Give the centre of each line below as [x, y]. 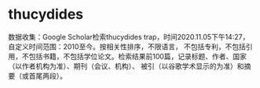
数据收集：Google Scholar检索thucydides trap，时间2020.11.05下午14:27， [129, 37]
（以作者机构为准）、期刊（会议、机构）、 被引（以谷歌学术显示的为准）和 [126, 66]
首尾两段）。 [48, 76]
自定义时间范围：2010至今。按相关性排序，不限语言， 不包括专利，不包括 [127, 46]
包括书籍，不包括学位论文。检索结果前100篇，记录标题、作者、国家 [138, 56]
